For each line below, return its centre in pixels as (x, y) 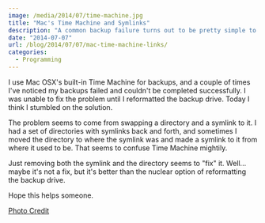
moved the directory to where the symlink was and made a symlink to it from (133, 139)
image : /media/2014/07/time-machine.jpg (76, 15)
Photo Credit (29, 210)
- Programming (38, 60)
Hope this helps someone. (51, 195)
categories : (28, 52)
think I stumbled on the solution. (61, 107)
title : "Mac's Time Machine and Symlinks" (79, 23)
